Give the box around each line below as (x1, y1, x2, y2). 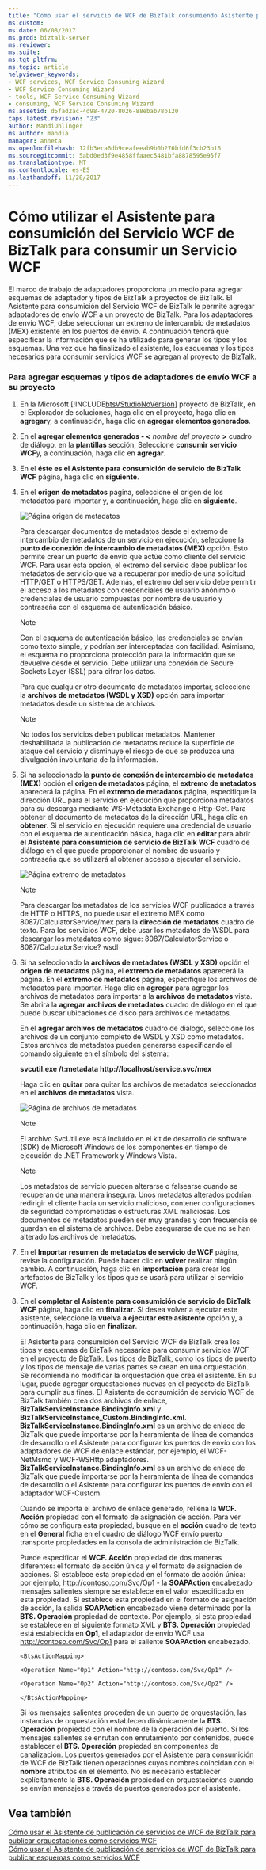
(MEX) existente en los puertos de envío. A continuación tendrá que (8, 326, 230, 336)
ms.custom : (8, 19, 44, 27)
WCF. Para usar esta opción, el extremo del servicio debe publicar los (19, 560, 248, 570)
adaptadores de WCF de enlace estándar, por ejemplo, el (19, 1446, 207, 1456)
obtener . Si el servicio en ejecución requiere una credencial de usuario (19, 821, 252, 830)
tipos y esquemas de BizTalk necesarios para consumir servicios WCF (19, 1346, 249, 1355)
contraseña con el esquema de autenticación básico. (19, 603, 192, 612)
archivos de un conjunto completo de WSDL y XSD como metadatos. (19, 1032, 245, 1042)
